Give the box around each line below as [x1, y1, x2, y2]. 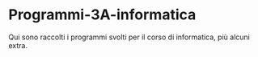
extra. [8, 40, 28, 50]
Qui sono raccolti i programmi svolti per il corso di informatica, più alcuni [8, 32, 251, 42]
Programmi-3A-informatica [8, 6, 197, 24]
